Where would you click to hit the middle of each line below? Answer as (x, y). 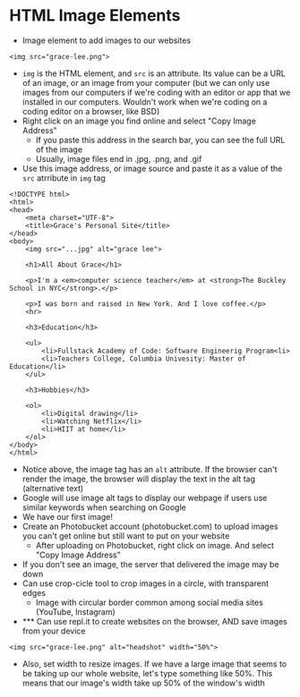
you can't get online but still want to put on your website (126, 535)
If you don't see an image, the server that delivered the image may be (150, 564)
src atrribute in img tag (64, 178)
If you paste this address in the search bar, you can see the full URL (160, 140)
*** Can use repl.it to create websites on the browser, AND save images (155, 621)
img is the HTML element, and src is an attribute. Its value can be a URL (154, 73)
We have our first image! (68, 516)
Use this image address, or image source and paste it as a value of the (152, 168)
